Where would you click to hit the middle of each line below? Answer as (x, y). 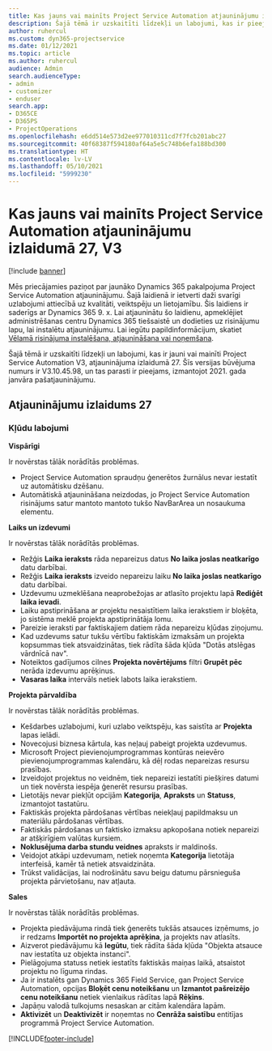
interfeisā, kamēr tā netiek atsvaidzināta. (88, 864)
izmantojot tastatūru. (55, 803)
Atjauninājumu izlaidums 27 (80, 405)
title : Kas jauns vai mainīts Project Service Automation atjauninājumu (134, 16)
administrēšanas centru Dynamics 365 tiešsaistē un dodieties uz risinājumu (134, 321)
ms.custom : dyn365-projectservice (67, 38)
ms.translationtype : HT (49, 151)
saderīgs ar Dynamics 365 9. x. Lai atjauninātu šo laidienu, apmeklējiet (126, 312)
